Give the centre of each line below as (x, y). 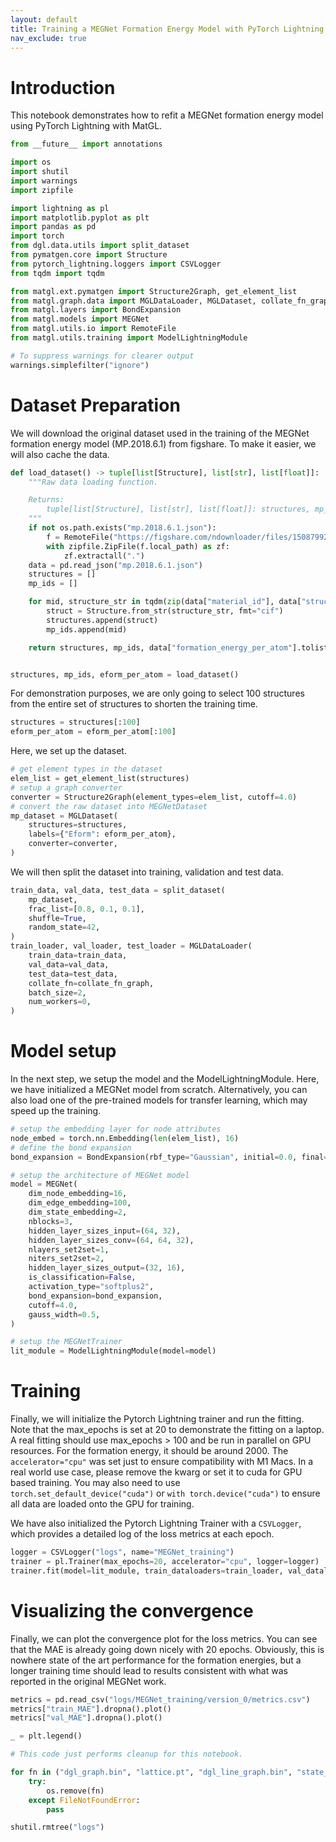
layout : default (44, 19)
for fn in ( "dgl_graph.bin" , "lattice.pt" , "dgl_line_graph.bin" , (151, 1772)
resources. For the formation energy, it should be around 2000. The (149, 1451)
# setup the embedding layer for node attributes (116, 1129)
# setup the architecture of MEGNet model (100, 1175)
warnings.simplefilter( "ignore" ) (80, 365)
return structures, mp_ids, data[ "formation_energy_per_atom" (160, 647)
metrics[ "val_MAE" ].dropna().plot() (86, 1718)
